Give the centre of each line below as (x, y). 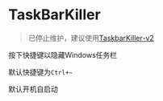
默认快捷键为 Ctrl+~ (40, 72)
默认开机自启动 (33, 89)
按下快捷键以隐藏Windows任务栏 (63, 55)
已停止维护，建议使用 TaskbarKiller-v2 (91, 38)
